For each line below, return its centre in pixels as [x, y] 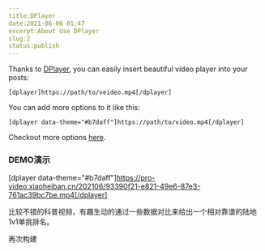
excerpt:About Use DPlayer [54, 31]
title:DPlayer [32, 16]
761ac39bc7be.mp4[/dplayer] [58, 195]
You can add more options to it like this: [74, 108]
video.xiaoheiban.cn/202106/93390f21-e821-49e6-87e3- [105, 186]
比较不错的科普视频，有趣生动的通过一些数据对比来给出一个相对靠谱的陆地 [132, 212]
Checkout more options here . [57, 138]
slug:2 [19, 38]
